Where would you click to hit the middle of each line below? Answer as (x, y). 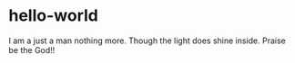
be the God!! (32, 49)
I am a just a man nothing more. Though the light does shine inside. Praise (147, 40)
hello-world (54, 16)
